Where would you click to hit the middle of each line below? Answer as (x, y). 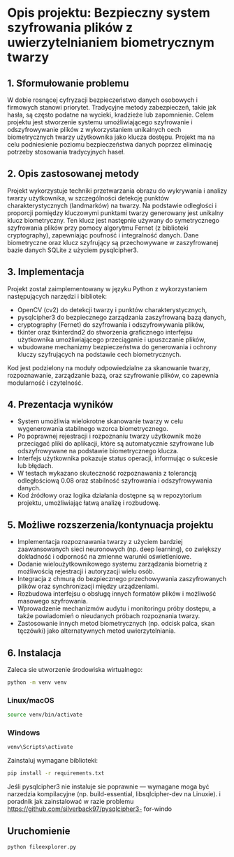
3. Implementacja (46, 272)
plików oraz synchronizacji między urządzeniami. (88, 586)
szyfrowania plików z (70, 28)
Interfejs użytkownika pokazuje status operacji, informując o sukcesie (117, 458)
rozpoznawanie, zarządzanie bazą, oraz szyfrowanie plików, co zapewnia (113, 375)
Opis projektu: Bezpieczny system (109, 13)
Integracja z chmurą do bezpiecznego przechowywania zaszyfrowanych (122, 579)
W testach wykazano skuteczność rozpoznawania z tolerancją (107, 474)
